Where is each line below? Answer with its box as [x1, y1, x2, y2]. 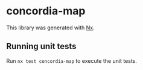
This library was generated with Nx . [6, 24, 95, 31]
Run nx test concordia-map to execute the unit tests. [6, 57, 137, 64]
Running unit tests [6, 41, 77, 51]
